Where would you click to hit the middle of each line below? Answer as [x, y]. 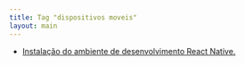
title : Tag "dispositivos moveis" [73, 17]
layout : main [33, 26]
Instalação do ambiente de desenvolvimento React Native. [129, 51]
